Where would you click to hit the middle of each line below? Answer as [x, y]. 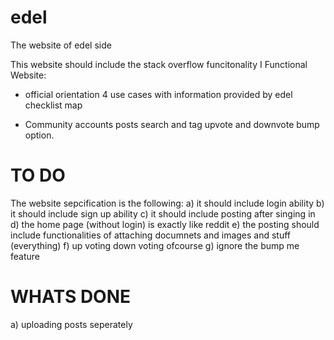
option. [39, 135]
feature [25, 256]
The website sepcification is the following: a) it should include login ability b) [167, 203]
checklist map [53, 105]
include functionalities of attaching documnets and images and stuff [151, 235]
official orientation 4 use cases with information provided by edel [158, 94]
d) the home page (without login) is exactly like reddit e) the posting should [165, 224]
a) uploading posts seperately [71, 324]
